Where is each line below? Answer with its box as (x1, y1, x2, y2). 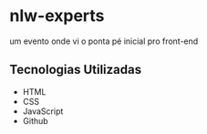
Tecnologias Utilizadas (9, 62, 142, 77)
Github (22, 115, 48, 126)
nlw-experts (9, 5, 105, 26)
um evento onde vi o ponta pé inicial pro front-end (9, 36, 199, 46)
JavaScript (22, 106, 64, 117)
